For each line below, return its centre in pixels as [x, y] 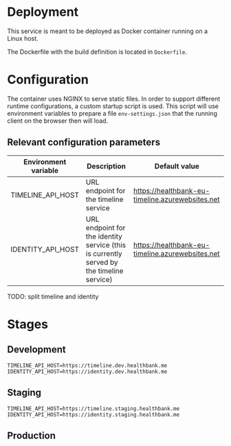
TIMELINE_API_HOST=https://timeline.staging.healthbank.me [93, 408]
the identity [104, 236]
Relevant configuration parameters [84, 142]
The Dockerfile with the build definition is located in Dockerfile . [97, 52]
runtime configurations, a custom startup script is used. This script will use [113, 106]
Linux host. [23, 38]
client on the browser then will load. [58, 121]
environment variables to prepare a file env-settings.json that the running [112, 113]
